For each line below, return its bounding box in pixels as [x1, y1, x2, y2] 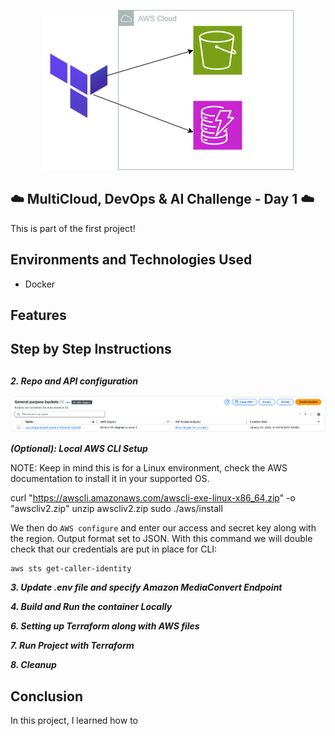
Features [10, 307, 67, 324]
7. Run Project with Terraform [10, 640, 135, 652]
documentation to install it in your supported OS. [10, 473, 210, 485]
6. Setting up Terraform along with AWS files [10, 620, 200, 632]
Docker [24, 278, 56, 290]
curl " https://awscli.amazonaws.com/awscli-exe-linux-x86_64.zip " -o [10, 492, 296, 504]
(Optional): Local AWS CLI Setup [10, 443, 148, 455]
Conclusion [10, 688, 84, 705]
